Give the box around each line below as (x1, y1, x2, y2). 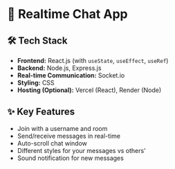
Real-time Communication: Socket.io (17, 71, 125, 79)
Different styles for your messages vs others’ (17, 146, 146, 154)
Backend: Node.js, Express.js (17, 64, 102, 72)
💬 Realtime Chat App (7, 6, 128, 22)
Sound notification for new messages (17, 154, 125, 162)
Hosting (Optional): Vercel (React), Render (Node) (17, 86, 162, 94)
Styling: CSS (17, 79, 55, 87)
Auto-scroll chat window (17, 139, 88, 148)
